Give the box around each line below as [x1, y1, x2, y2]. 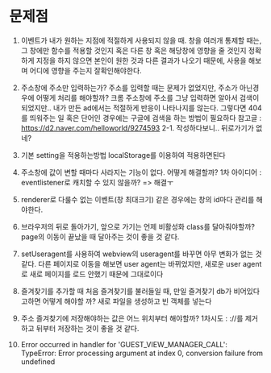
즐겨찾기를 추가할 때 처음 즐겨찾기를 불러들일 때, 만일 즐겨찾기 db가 [20, 286, 232, 296]
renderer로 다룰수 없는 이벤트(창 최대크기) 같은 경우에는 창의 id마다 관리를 [20, 194, 255, 204]
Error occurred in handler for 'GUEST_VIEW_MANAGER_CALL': [20, 339, 228, 349]
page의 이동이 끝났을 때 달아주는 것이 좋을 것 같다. [20, 231, 180, 242]
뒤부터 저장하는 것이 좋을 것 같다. [35, 323, 140, 333]
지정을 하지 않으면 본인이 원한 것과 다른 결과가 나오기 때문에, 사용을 [35, 56, 247, 65]
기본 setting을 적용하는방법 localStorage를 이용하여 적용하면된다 [20, 150, 226, 160]
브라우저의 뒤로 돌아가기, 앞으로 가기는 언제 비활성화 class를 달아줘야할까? [20, 222, 255, 231]
